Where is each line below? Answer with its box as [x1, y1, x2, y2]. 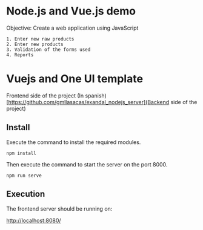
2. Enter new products [6, 41, 64, 47]
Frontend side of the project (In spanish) [6, 92, 107, 99]
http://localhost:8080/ [6, 217, 62, 224]
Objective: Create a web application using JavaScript [6, 24, 139, 31]
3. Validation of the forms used [6, 47, 91, 53]
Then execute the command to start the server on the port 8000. [6, 160, 168, 168]
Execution [6, 189, 45, 199]
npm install [6, 150, 36, 156]
